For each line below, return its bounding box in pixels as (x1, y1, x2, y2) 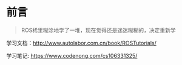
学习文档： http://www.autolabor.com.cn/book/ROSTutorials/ (6, 39, 157, 46)
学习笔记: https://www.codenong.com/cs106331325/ (6, 52, 138, 59)
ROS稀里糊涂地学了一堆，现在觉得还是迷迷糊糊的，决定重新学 (21, 26, 176, 34)
